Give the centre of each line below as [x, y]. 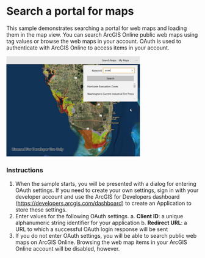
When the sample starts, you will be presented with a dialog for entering [106, 183]
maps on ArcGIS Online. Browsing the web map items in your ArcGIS [101, 242]
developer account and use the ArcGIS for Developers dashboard [97, 196]
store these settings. [41, 210]
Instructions [25, 171]
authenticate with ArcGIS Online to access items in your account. [88, 48]
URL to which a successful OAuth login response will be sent [92, 229]
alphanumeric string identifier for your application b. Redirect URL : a [101, 223]
